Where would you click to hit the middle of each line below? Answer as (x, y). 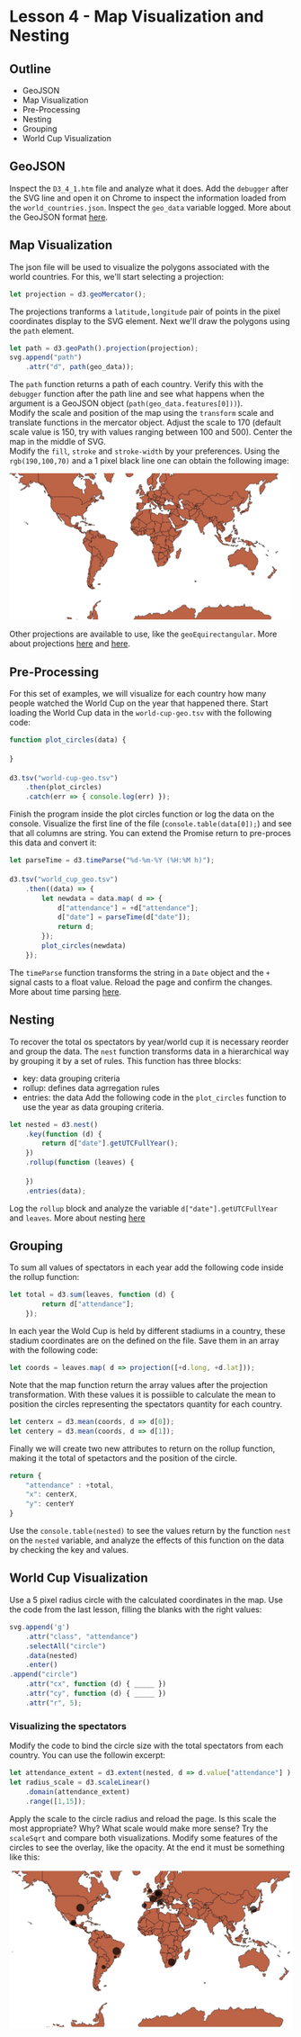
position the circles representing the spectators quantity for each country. (146, 1404)
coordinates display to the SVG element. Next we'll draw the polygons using (150, 320)
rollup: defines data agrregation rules (91, 1087)
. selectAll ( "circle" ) (66, 1646)
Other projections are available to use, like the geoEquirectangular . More (143, 634)
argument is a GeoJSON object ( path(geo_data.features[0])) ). (126, 403)
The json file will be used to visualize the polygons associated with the (140, 266)
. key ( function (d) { (64, 1134)
